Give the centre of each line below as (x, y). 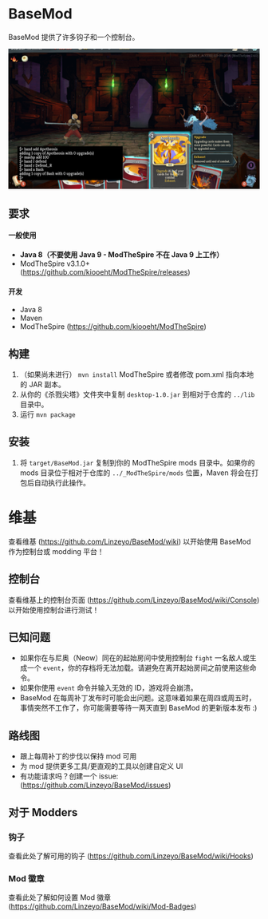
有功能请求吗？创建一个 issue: (69, 776)
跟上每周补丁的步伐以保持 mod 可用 (78, 756)
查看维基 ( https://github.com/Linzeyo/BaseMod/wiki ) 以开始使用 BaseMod (130, 541)
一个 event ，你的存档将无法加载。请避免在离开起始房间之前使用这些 (138, 668)
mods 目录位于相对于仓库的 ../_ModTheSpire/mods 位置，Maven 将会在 (136, 473)
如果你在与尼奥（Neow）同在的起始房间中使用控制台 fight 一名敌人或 (134, 658)
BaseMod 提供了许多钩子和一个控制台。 (74, 37)
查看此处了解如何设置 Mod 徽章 (60, 897)
